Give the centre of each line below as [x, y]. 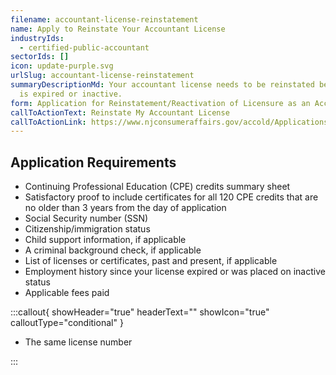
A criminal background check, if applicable [113, 250]
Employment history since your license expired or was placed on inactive [175, 272]
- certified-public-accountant [84, 47]
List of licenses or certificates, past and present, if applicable [151, 261]
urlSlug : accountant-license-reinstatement [102, 76]
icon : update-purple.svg [62, 66]
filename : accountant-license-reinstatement [104, 19]
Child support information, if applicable [105, 240]
